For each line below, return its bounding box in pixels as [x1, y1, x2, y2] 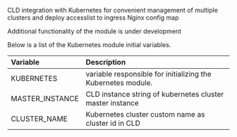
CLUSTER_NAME [11, 114, 68, 124]
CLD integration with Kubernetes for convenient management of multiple [7, 6, 219, 14]
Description [85, 58, 126, 67]
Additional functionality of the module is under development [7, 27, 182, 35]
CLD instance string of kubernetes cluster [85, 89, 224, 99]
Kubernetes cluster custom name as [85, 110, 205, 119]
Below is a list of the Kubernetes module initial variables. [7, 41, 171, 48]
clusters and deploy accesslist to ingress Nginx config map [7, 13, 179, 22]
